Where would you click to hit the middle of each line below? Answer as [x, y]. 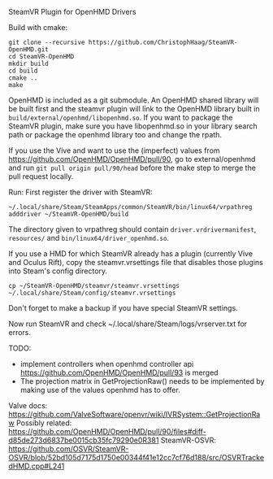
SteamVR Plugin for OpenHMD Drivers [72, 12]
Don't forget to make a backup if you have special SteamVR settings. [123, 308]
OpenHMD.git [28, 50]
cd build [23, 71]
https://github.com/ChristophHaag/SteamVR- [163, 42]
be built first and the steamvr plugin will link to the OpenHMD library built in [134, 109]
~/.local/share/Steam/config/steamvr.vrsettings [92, 293]
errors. [19, 332]
